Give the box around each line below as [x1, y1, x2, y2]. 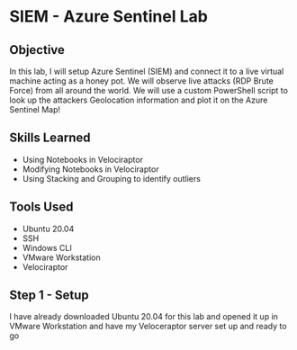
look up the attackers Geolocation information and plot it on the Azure [9, 94, 268, 105]
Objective [9, 42, 66, 58]
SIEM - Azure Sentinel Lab [9, 6, 209, 27]
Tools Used [9, 200, 74, 215]
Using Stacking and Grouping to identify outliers [22, 173, 201, 184]
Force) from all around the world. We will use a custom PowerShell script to [9, 85, 288, 95]
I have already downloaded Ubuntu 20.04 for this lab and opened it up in [9, 311, 279, 322]
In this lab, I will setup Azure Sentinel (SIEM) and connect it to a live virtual [9, 66, 284, 76]
